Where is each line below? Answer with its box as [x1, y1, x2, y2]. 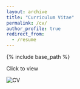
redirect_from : [6, 31, 45, 37]
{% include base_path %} [6, 54, 70, 60]
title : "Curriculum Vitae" [6, 14, 75, 20]
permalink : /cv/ [6, 20, 47, 26]
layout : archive [6, 8, 47, 15]
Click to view [6, 65, 39, 72]
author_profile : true [6, 25, 61, 32]
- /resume [12, 37, 36, 43]
